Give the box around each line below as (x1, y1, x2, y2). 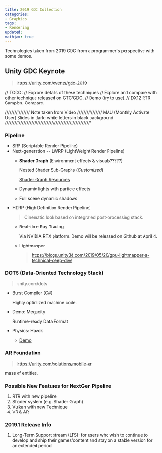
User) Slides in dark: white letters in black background (5, 114, 114, 120)
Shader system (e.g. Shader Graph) (12, 398, 84, 404)
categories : (5, 12, 29, 17)
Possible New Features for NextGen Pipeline (5, 382, 112, 389)
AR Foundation (5, 350, 41, 356)
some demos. (5, 53, 33, 59)
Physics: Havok (12, 328, 43, 334)
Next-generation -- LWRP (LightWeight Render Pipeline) (12, 148, 125, 154)
